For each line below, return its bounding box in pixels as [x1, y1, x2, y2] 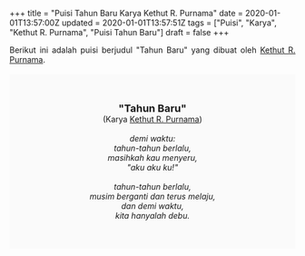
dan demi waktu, [121, 201, 184, 212]
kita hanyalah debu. [114, 211, 191, 221]
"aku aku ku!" [126, 162, 179, 172]
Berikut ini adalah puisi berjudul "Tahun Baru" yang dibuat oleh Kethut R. [9, 44, 296, 55]
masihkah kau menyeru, [107, 153, 198, 162]
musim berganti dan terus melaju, [89, 191, 216, 202]
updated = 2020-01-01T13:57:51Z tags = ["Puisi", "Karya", [62, 17, 277, 28]
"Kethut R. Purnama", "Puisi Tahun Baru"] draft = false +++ [9, 27, 230, 37]
